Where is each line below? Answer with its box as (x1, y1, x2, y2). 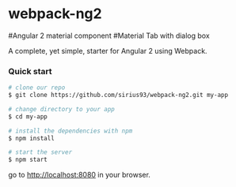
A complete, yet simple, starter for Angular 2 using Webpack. (8, 46, 207, 55)
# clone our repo (8, 84, 66, 92)
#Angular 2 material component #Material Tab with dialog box (8, 31, 210, 40)
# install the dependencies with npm (8, 127, 133, 135)
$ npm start (8, 155, 48, 164)
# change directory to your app (8, 105, 115, 113)
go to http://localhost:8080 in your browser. (8, 170, 150, 180)
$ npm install (8, 134, 55, 142)
